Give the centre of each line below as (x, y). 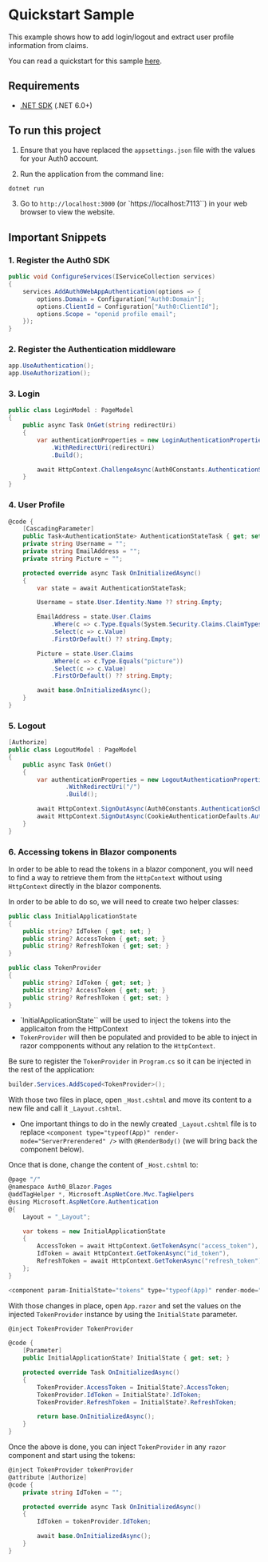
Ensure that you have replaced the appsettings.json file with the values (138, 150)
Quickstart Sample (71, 15)
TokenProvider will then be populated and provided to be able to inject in (138, 1037)
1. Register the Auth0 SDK (59, 260)
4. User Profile (37, 505)
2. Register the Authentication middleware (92, 350)
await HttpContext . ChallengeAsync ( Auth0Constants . (123, 470)
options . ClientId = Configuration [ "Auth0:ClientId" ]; (128, 306)
